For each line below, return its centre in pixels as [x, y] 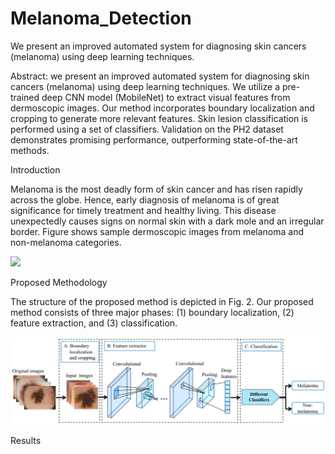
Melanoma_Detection [101, 18]
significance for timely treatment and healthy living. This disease [143, 210]
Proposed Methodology [59, 282]
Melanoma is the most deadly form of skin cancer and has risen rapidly [156, 189]
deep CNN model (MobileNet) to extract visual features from [166, 97]
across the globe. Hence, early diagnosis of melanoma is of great [145, 199]
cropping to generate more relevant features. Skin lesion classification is [159, 118]
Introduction [35, 169]
